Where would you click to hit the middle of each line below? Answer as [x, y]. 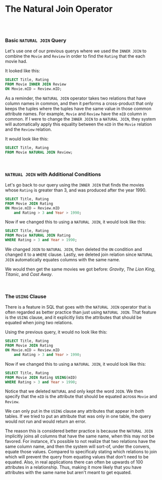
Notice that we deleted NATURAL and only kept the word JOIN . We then [74, 391]
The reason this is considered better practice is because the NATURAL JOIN [79, 431]
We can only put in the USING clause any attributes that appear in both [75, 411]
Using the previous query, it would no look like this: [56, 332]
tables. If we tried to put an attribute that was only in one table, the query [78, 417]
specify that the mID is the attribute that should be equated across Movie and [81, 397]
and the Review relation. [28, 129]
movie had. [16, 62]
